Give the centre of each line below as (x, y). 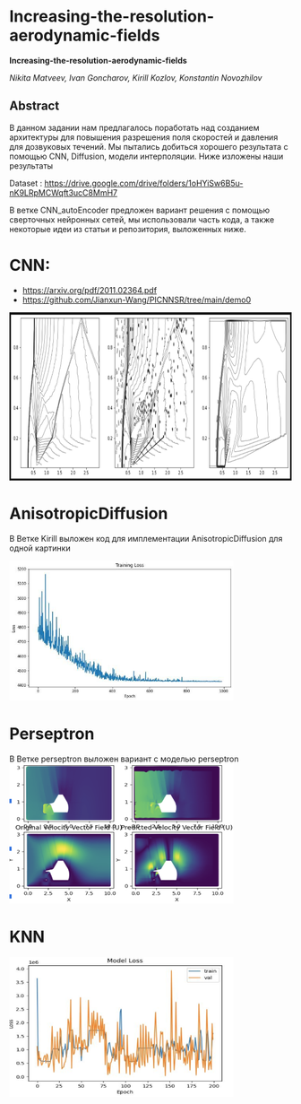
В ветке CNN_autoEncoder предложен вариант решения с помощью (140, 210)
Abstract (34, 106)
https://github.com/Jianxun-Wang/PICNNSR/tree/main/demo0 (137, 300)
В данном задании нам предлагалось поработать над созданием (134, 127)
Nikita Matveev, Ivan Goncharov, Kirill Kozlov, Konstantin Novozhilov (136, 77)
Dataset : (26, 183)
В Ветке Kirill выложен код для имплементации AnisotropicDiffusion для (146, 538)
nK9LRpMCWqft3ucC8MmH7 (64, 192)
